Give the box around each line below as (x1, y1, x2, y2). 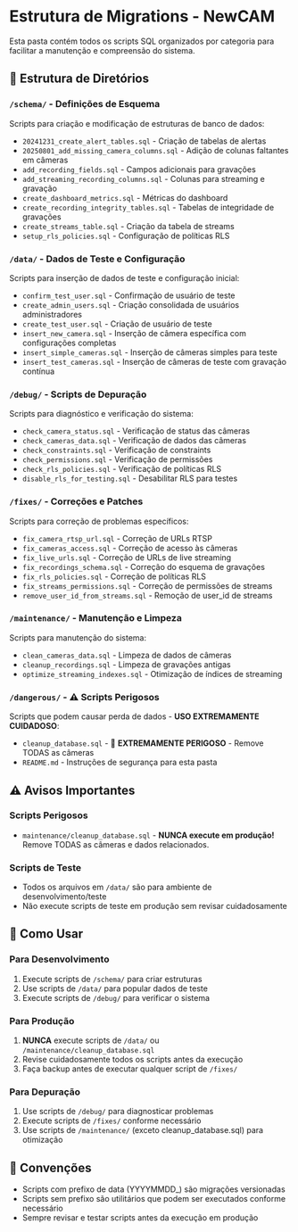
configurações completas (21, 337, 117, 348)
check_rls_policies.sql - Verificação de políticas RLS (21, 464, 222, 475)
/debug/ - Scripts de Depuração (9, 388, 147, 401)
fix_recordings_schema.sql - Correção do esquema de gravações (21, 561, 266, 572)
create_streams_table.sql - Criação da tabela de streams (21, 220, 235, 231)
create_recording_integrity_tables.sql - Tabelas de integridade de (21, 202, 275, 212)
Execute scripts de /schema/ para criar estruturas (21, 973, 203, 984)
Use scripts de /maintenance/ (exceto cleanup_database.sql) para (21, 1125, 264, 1136)
